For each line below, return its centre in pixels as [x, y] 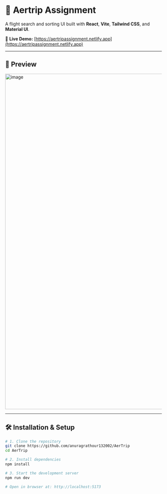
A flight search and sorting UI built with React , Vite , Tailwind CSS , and [78, 24]
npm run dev [17, 478]
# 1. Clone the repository [33, 441]
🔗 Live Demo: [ [21, 39]
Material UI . [17, 29]
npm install [17, 464]
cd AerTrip [16, 451]
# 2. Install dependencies [33, 460]
